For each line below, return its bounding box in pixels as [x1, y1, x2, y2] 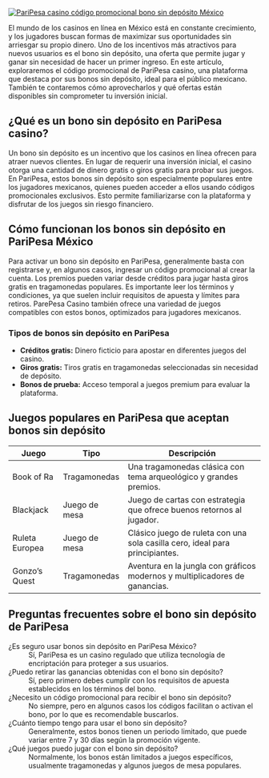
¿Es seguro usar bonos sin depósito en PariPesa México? [8, 641, 197, 651]
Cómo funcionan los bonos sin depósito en [8, 223, 227, 236]
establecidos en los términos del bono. [28, 683, 156, 693]
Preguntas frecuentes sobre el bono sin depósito [8, 607, 257, 621]
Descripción [168, 447, 216, 458]
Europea [12, 542, 44, 553]
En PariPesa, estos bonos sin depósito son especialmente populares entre [8, 173, 253, 183]
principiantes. [127, 547, 179, 558]
